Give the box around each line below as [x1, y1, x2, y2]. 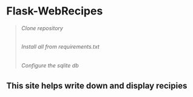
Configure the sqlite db [21, 62, 79, 69]
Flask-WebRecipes [6, 4, 103, 18]
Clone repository [21, 24, 64, 31]
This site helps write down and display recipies [6, 80, 188, 91]
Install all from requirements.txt [21, 43, 100, 51]
